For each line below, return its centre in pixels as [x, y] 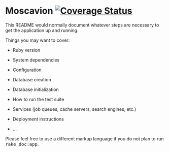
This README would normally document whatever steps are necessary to [82, 25]
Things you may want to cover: [38, 40]
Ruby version [26, 50]
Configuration [27, 70]
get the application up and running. [42, 30]
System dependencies [36, 60]
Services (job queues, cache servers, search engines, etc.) [74, 109]
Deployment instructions [38, 119]
